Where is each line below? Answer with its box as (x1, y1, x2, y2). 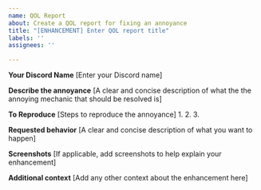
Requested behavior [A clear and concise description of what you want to (8, 125, 253, 135)
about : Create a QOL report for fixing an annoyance (8, 19, 188, 27)
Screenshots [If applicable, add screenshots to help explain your (8, 149, 222, 159)
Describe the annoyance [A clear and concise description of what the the (8, 85, 251, 96)
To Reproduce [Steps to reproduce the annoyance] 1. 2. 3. (8, 109, 200, 120)
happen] (8, 133, 36, 144)
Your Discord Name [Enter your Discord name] (8, 70, 163, 80)
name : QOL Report (8, 11, 66, 20)
